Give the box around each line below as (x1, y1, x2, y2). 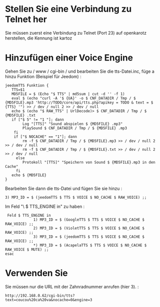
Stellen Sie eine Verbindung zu (5, 3, 132, 15)
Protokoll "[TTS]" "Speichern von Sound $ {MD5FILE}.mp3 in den (22, 160, 156, 164)
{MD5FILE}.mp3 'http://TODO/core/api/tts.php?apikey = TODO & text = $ (5, 100, 153, 105)
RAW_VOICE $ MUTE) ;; (5, 247, 49, 252)
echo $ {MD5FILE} (11, 172, 47, 178)
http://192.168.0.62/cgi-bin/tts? (5, 293, 75, 298)
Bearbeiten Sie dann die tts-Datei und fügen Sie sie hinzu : (5, 185, 123, 191)
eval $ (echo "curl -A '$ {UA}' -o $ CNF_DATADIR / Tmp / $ (11, 96, 136, 101)
